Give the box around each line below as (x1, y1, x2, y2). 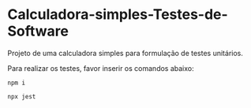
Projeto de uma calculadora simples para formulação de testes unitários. (7, 48, 244, 58)
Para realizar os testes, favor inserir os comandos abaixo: (7, 63, 194, 73)
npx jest (7, 92, 36, 100)
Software (7, 22, 69, 40)
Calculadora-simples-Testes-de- (7, 6, 228, 24)
